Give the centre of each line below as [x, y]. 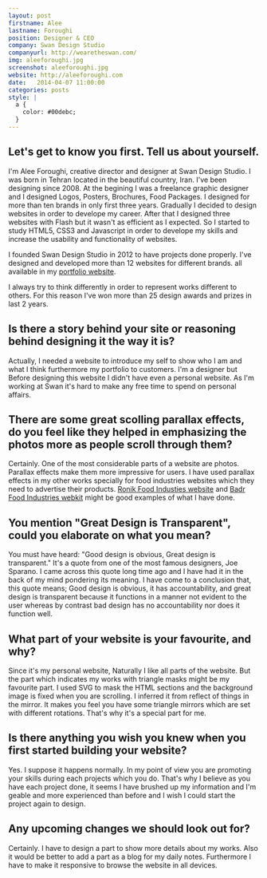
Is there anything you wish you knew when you [127, 738]
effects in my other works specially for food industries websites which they [132, 481]
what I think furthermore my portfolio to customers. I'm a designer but [123, 369]
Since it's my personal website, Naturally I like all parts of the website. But [130, 670]
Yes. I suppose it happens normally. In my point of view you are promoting [130, 769]
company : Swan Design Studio [57, 45]
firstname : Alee [35, 23]
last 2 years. [29, 303]
